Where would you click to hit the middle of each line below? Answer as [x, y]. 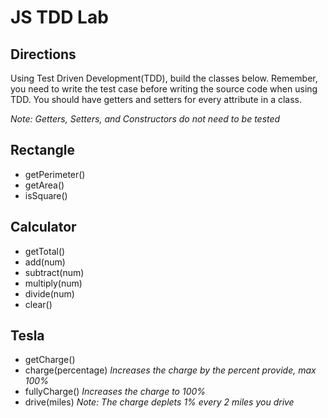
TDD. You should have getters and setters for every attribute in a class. [156, 99]
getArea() [44, 185]
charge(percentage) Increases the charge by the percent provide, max [170, 370]
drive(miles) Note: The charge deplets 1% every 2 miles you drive [159, 402]
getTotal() [45, 251]
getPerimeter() [55, 174]
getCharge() [50, 360]
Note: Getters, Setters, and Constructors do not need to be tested [145, 119]
